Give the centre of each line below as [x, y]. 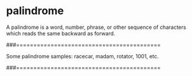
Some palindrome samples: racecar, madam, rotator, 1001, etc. [82, 56]
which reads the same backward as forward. [61, 33]
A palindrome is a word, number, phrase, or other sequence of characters [96, 27]
